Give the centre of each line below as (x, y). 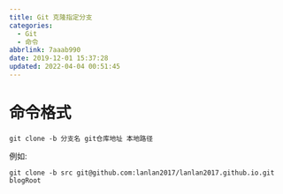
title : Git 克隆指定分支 (51, 17)
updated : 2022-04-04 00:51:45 (65, 67)
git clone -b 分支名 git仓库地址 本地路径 (81, 138)
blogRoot (25, 180)
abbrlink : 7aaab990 (45, 50)
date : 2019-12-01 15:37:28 (59, 58)
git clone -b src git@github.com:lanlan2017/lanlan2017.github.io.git (142, 173)
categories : (31, 26)
